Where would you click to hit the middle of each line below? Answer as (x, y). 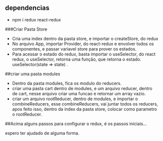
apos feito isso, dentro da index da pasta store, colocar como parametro (84, 109)
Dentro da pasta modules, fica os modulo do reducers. (67, 83)
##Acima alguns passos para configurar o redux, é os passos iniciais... (76, 123)
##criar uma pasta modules (33, 74)
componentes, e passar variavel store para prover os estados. (74, 49)
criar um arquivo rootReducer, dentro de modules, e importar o (75, 99)
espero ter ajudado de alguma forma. (42, 133)
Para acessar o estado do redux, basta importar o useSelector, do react (84, 54)
